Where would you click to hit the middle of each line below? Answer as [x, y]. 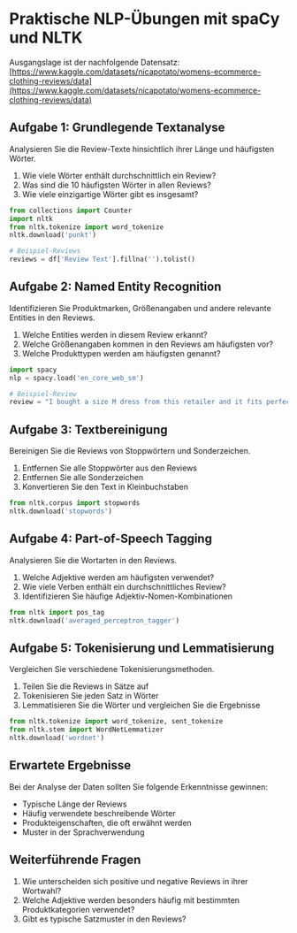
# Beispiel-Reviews [45, 251]
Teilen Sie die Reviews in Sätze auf [85, 686]
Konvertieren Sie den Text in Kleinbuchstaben [105, 487]
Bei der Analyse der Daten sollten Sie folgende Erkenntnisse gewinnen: [138, 786]
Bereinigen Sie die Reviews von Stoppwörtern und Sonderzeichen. [130, 451]
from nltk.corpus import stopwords [75, 503]
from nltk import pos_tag [57, 612]
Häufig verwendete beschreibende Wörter [99, 813]
